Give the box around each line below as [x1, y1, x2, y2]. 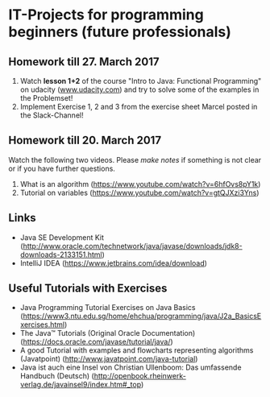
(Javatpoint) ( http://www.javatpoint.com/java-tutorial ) [19, 354, 198, 364]
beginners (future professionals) [8, 23, 232, 41]
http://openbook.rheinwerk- [93, 371, 187, 381]
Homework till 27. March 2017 [8, 55, 160, 68]
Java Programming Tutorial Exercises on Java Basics [19, 303, 196, 312]
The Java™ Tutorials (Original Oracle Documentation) [19, 329, 196, 338]
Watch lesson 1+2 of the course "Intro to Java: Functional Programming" [19, 77, 262, 85]
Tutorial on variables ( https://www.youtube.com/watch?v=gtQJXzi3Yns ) [19, 188, 260, 197]
